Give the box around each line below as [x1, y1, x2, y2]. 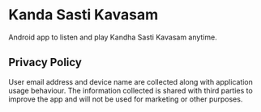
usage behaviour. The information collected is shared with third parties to [8, 85, 253, 95]
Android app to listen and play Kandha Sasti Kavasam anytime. [8, 32, 217, 42]
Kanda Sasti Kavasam [8, 6, 159, 24]
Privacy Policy [8, 56, 83, 69]
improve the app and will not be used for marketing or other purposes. [8, 94, 243, 104]
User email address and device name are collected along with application [8, 77, 254, 86]
